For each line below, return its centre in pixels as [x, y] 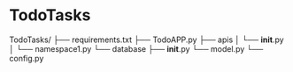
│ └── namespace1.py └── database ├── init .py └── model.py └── [136, 48]
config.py [27, 58]
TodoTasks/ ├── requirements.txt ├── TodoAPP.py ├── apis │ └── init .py [147, 40]
